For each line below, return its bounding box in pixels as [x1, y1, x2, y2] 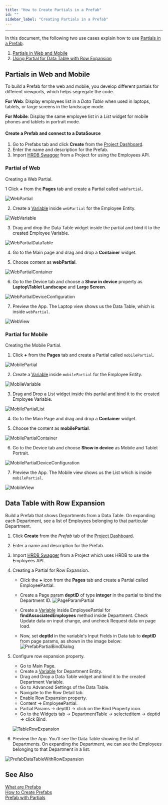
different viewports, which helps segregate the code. [5, 89, 114, 95]
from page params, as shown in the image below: [19, 638, 122, 644]
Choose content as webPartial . [12, 259, 77, 265]
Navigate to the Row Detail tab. [19, 689, 84, 695]
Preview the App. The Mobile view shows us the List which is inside [12, 469, 152, 475]
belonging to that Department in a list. [12, 746, 90, 752]
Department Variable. [19, 679, 64, 685]
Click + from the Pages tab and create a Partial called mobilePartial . [12, 352, 154, 358]
